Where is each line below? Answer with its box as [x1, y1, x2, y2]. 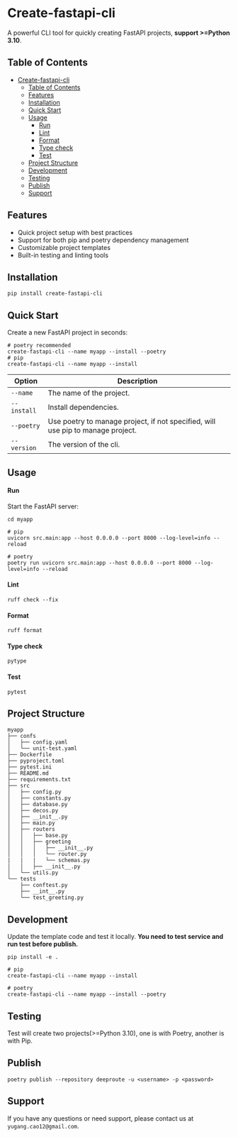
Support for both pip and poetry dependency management [17, 236, 189, 244]
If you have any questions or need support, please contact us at [7, 1114, 194, 1123]
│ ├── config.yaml [7, 739, 69, 746]
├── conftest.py [20, 882, 69, 889]
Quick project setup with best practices [17, 228, 133, 236]
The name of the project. [47, 388, 130, 398]
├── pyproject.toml [7, 758, 65, 765]
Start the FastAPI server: [7, 502, 79, 511]
